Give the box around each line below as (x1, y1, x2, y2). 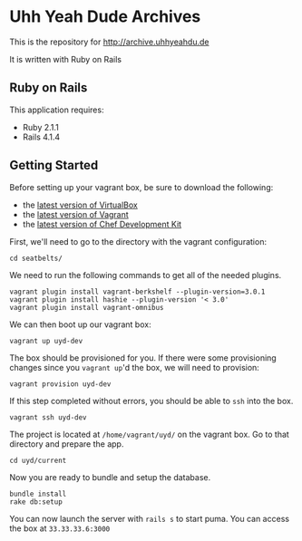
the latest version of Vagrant (22, 208, 129, 219)
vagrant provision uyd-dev (9, 379, 112, 389)
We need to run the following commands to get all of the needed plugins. (9, 269, 282, 280)
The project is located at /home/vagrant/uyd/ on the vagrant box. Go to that (9, 429, 290, 440)
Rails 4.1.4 (22, 131, 61, 142)
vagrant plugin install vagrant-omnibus (9, 303, 165, 312)
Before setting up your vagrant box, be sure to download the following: (9, 181, 274, 192)
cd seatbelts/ (9, 254, 63, 263)
